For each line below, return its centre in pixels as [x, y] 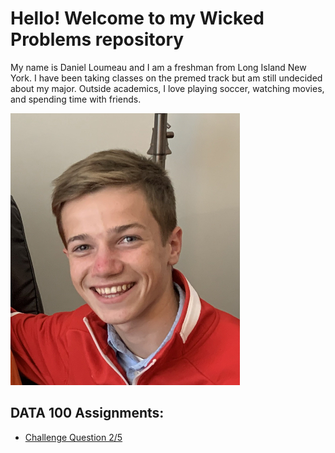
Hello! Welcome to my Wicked [137, 18]
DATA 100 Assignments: [87, 413]
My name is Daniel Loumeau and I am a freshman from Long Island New [158, 67]
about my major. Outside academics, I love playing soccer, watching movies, [167, 88]
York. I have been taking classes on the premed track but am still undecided [166, 78]
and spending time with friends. [76, 99]
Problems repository [97, 39]
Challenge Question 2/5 [73, 437]
